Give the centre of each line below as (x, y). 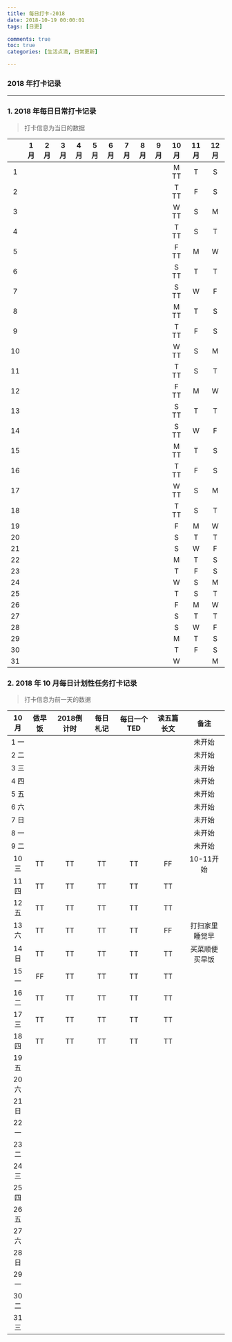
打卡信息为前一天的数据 (57, 699)
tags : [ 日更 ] (25, 26)
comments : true (29, 39)
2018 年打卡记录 (34, 83)
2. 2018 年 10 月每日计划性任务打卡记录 (72, 683)
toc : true (21, 46)
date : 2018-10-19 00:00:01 (46, 20)
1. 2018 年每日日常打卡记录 (52, 112)
